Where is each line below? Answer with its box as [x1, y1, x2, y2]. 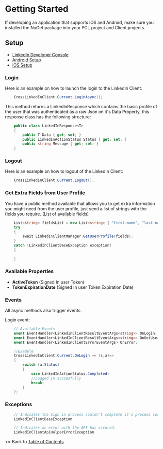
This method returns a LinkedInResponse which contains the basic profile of [5, 103, 158, 109]
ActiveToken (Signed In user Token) [12, 279, 85, 285]
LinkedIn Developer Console [12, 52, 69, 57]
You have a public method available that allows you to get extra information [5, 201, 155, 206]
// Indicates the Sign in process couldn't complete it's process [14, 412, 151, 417]
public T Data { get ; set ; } [22, 132, 81, 137]
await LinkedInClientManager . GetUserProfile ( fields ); [22, 234, 133, 239]
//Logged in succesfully [31, 376, 81, 381]
